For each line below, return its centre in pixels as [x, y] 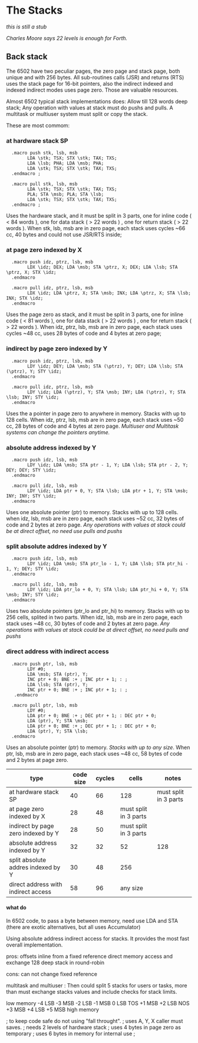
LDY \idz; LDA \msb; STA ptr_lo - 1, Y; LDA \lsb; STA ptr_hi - [108, 564]
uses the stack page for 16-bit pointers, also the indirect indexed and [90, 83]
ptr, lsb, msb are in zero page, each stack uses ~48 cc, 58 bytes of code [94, 753]
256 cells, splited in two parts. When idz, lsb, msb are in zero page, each [94, 617]
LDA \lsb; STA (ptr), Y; [58, 684]
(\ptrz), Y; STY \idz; [34, 371]
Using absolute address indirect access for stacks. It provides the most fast [98, 938]
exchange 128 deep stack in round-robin [55, 963]
